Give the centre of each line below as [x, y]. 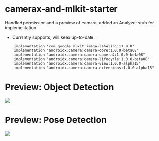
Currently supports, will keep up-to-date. [54, 37]
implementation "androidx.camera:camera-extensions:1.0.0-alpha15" [84, 68]
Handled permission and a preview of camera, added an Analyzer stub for [79, 23]
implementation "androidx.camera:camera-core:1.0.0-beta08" [76, 50]
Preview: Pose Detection [56, 120]
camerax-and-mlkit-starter [61, 9]
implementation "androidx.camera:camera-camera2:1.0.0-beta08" [80, 55]
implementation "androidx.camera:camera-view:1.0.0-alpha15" [77, 63]
